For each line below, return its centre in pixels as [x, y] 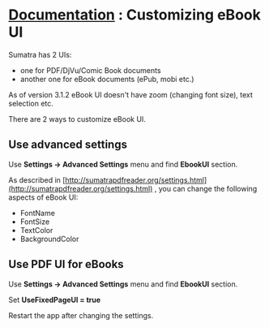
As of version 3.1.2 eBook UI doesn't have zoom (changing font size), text [131, 94]
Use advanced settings [68, 145]
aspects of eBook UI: [43, 197]
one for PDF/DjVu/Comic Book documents [90, 70]
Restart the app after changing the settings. [81, 315]
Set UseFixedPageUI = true [55, 300]
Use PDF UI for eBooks [66, 264]
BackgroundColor [49, 239]
